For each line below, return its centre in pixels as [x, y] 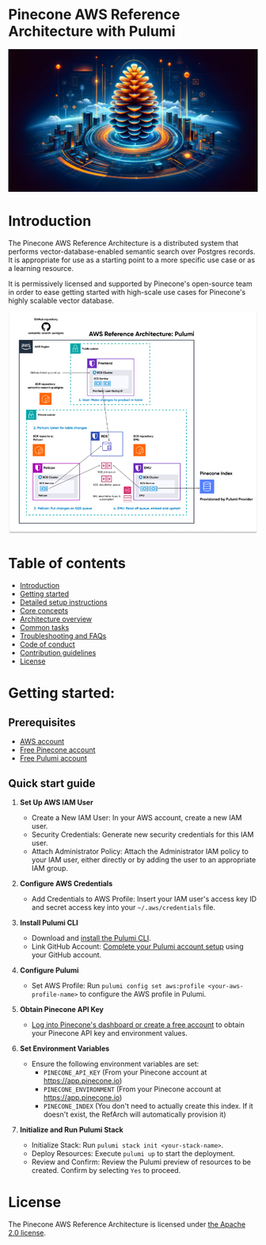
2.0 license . [27, 1232]
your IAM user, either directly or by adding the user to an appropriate [144, 859]
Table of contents [67, 563]
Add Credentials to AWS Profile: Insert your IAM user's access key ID [144, 899]
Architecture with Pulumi [92, 31]
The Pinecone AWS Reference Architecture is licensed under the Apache [127, 1224]
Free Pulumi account [53, 758]
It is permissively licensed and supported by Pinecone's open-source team [130, 284]
